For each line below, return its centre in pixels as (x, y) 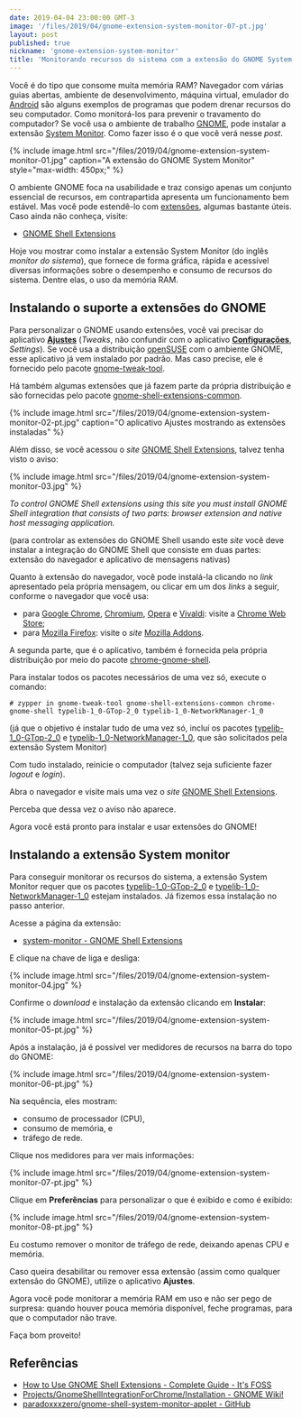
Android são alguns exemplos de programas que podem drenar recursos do (150, 104)
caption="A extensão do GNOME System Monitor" (162, 160)
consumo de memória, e (68, 1128)
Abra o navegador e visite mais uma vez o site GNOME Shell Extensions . (143, 791)
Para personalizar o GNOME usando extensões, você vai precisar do (137, 329)
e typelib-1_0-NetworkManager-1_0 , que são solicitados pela (175, 737)
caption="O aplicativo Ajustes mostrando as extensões (183, 422)
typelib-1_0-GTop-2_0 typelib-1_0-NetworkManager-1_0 (160, 711)
